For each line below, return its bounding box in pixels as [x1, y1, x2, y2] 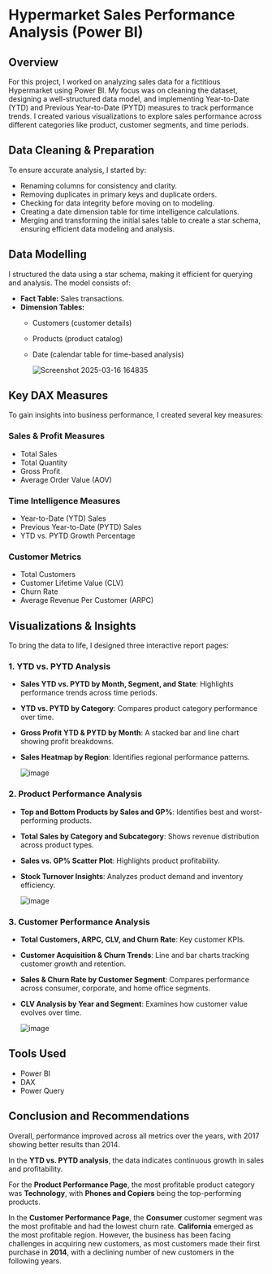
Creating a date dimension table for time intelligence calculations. [19, 206, 240, 216]
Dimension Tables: [19, 302, 85, 312]
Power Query [19, 1085, 65, 1095]
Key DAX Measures [8, 388, 109, 403]
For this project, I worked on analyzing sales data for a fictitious [8, 77, 221, 86]
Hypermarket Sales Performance [8, 6, 235, 24]
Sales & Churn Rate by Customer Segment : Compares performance [19, 975, 250, 985]
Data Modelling [8, 248, 87, 262]
